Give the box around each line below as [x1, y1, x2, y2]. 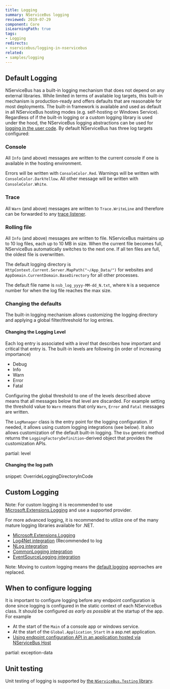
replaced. [5, 569, 25, 575]
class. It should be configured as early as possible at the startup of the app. [5, 608, 164, 615]
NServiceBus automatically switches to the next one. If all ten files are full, [5, 246, 160, 252]
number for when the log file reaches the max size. [5, 288, 112, 294]
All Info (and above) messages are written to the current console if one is [5, 155, 159, 161]
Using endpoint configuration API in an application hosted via [12, 634, 141, 641]
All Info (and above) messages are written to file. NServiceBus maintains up [5, 235, 164, 241]
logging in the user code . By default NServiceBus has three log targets [5, 125, 153, 132]
